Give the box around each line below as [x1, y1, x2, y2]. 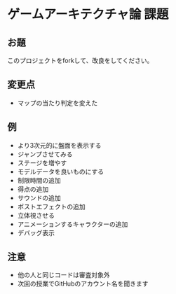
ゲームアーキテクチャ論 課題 [7, 6, 169, 22]
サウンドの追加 [17, 193, 61, 202]
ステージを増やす [17, 158, 67, 167]
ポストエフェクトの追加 [17, 202, 86, 211]
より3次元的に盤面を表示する [17, 141, 102, 149]
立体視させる [17, 211, 55, 219]
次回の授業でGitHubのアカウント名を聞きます [17, 279, 149, 288]
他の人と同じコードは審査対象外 [17, 271, 110, 279]
